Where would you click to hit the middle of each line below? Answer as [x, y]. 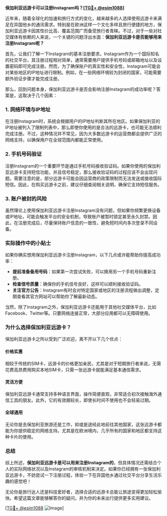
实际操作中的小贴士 [28, 243]
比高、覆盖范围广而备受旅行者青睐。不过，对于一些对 [103, 31]
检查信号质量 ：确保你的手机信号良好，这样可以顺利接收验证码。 [78, 284]
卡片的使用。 [22, 437]
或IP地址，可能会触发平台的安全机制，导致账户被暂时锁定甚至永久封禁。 [79, 216]
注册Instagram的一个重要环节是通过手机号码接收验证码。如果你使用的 [76, 166]
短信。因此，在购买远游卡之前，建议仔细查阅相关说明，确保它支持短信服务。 [83, 184]
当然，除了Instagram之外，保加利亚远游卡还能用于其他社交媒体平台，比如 [81, 307]
